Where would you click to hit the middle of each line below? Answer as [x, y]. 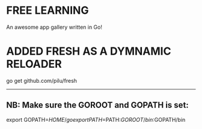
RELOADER [34, 64]
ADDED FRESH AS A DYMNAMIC [89, 51]
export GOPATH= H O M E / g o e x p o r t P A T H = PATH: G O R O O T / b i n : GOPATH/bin [96, 119]
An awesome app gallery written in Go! [54, 27]
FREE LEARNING [47, 10]
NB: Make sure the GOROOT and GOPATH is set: [98, 105]
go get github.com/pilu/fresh [41, 80]
